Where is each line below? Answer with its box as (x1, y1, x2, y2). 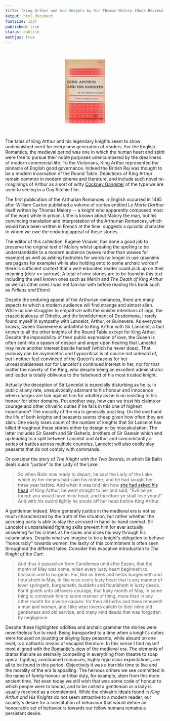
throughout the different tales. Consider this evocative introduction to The (5, 545, 159, 552)
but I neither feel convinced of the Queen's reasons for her (5, 356, 128, 362)
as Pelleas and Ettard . (5, 287, 52, 293)
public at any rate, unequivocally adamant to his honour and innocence (5, 387, 153, 393)
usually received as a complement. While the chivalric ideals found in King (5, 689, 160, 695)
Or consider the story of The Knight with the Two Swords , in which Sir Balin (5, 456, 162, 462)
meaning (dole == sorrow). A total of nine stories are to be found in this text (5, 271, 163, 277)
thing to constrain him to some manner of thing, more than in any (17, 593, 153, 599)
